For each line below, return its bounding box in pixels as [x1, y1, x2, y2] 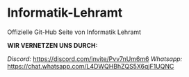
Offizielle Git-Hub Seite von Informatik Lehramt [7, 28, 141, 36]
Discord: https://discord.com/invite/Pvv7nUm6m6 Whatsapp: [7, 54, 183, 63]
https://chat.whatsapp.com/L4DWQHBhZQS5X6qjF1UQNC [7, 62, 174, 70]
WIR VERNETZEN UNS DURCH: [7, 41, 98, 49]
